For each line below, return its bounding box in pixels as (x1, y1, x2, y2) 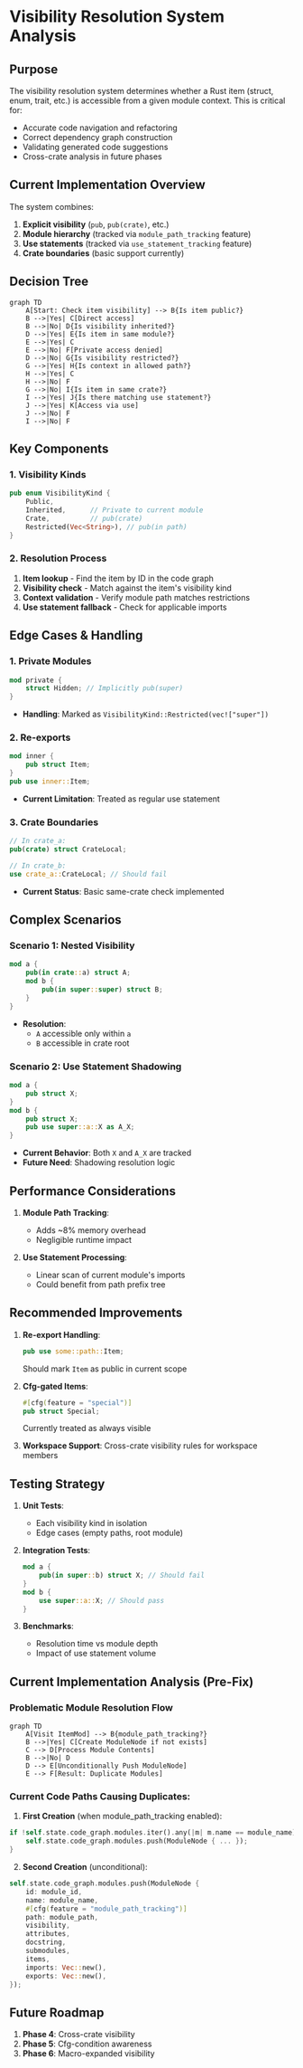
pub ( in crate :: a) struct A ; (25, 968, 131, 978)
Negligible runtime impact (35, 1234, 133, 1245)
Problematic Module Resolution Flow (9, 1701, 173, 1713)
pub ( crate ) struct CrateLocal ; (9, 845, 127, 854)
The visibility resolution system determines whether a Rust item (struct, (9, 86, 274, 96)
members (22, 1450, 59, 1461)
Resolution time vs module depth (35, 1638, 159, 1649)
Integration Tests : (22, 1545, 91, 1556)
